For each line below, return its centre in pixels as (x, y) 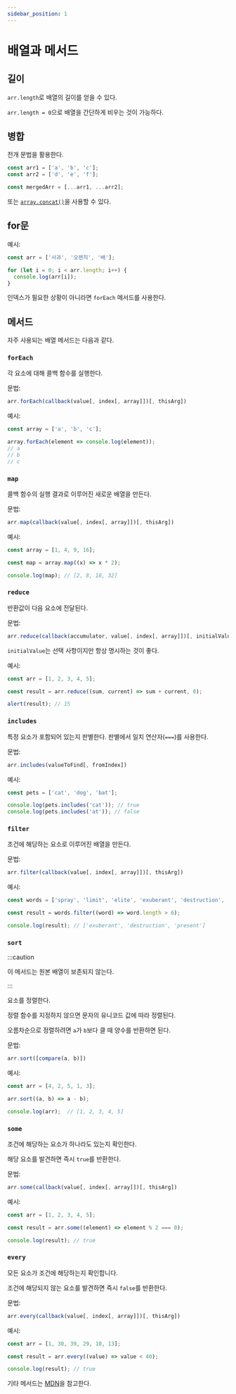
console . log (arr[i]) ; (45, 277)
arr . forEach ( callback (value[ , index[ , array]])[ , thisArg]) (97, 402)
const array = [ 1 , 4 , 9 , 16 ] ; (52, 550)
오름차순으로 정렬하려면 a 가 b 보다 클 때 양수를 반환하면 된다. (89, 1030)
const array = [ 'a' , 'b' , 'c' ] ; (54, 429)
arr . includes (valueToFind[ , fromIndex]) (67, 765)
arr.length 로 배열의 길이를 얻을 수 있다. (62, 97)
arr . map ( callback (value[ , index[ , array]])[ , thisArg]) (91, 522)
